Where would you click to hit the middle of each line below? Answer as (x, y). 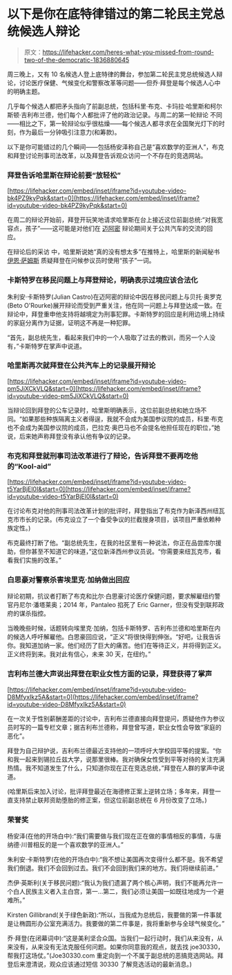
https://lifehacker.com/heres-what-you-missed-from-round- (128, 52)
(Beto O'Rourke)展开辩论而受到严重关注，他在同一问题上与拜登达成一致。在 (115, 305)
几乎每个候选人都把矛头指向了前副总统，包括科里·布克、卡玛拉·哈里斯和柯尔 (115, 106)
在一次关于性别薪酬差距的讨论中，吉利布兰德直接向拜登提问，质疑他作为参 (113, 719)
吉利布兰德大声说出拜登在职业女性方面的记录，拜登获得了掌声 (110, 674)
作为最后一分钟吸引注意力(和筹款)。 (70, 132)
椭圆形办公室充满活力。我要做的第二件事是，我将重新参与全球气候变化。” (122, 924)
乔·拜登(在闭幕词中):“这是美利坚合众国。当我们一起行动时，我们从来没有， (112, 938)
